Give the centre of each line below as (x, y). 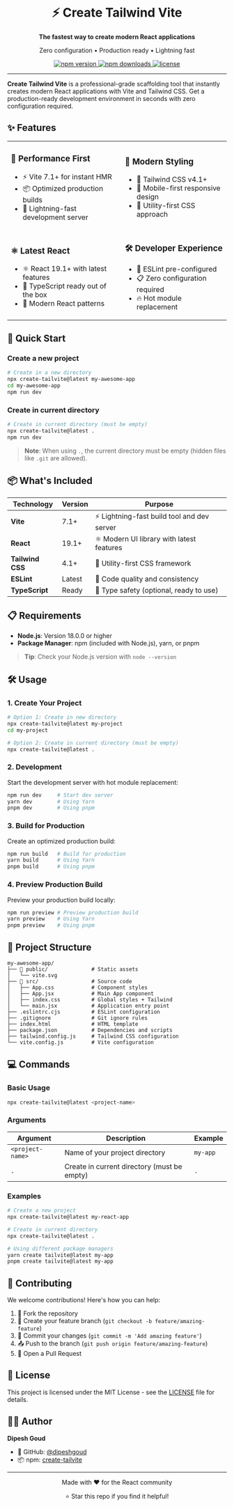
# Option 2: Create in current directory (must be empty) (93, 743)
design (148, 196)
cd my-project (28, 730)
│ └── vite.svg (32, 975)
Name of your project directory (115, 1153)
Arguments (27, 1120)
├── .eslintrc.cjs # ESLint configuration (84, 1012)
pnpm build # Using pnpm (51, 867)
